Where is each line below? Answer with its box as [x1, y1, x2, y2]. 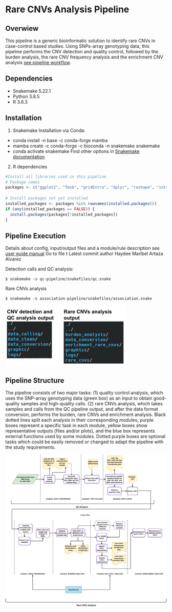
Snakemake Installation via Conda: [12, 127, 85, 133]
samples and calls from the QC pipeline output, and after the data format [5, 406, 159, 412]
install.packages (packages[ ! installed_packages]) [10, 212, 118, 217]
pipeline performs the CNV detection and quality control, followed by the [5, 49, 159, 54]
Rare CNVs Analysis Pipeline [5, 4, 130, 15]
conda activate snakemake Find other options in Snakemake [12, 148, 140, 154]
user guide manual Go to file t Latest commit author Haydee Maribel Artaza [5, 250, 163, 257]
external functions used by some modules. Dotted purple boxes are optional [5, 433, 165, 440]
